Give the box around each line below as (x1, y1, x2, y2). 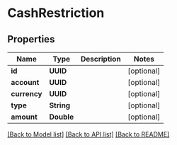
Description (80, 54, 122, 64)
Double (49, 112, 74, 122)
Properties (7, 33, 55, 45)
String (49, 100, 71, 110)
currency (11, 89, 42, 98)
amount (11, 112, 38, 122)
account (11, 78, 40, 87)
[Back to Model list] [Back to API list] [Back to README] (7, 130, 170, 139)
